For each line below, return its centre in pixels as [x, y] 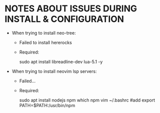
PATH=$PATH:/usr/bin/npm [47, 105]
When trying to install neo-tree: [44, 33]
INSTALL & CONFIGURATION [64, 19]
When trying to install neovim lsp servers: [54, 71]
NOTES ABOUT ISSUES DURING [71, 9]
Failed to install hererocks [46, 42]
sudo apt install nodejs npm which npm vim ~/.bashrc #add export [87, 100]
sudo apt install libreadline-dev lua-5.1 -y [61, 61]
